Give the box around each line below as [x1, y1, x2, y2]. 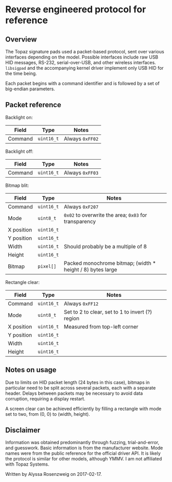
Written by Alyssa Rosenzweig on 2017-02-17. [5, 471, 102, 477]
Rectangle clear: [5, 279, 40, 285]
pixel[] [37, 263, 56, 269]
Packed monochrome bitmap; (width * [63, 259, 156, 266]
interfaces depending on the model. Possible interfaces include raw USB [5, 54, 159, 60]
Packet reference [5, 101, 61, 109]
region [63, 315, 79, 322]
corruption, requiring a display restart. [5, 395, 85, 401]
